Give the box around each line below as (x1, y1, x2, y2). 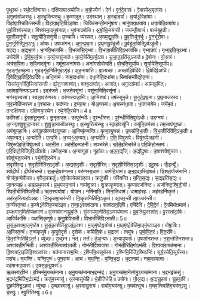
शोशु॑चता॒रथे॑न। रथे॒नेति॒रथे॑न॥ (6, 154, 60, 161)
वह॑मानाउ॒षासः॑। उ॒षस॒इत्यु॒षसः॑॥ (6, 262, 63, 269)
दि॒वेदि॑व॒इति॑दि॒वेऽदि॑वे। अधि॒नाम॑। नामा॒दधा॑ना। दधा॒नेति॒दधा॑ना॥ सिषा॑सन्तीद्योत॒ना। (6, 74, 154, 81)
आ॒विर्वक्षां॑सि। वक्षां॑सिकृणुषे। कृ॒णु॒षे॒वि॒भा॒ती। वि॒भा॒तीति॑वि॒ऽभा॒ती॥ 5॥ (6, 215, 127, 222)
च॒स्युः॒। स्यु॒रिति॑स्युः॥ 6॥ (6, 289, 53, 296)
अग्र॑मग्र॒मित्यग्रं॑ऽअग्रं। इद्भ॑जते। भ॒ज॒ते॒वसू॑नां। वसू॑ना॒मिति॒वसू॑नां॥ (6, 87, 120, 94)
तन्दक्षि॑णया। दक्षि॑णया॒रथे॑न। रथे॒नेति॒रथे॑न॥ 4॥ (6, 107, 91, 114)
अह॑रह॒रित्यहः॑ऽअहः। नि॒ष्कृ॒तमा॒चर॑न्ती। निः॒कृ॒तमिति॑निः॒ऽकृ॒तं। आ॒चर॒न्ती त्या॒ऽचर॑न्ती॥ (6, 195, 156, 202)
